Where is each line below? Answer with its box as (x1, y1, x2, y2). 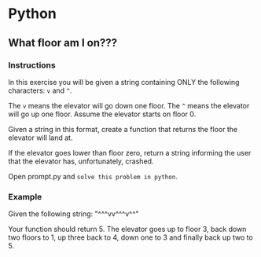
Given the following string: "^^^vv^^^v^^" (8, 209, 139, 218)
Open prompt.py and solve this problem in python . (8, 171, 178, 181)
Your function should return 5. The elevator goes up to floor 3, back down (8, 225, 247, 234)
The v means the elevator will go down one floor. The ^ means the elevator (8, 101, 250, 110)
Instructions (8, 60, 57, 71)
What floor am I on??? (8, 36, 118, 50)
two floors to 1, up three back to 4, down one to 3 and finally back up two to (8, 233, 253, 242)
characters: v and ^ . (8, 86, 72, 95)
